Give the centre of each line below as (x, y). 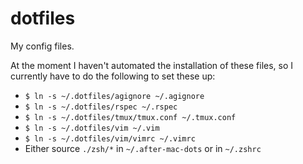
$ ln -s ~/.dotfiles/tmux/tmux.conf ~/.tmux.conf (130, 117)
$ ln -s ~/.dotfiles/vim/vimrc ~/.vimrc (110, 138)
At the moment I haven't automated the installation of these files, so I (152, 65)
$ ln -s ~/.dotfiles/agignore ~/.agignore (114, 96)
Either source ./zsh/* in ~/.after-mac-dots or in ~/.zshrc (143, 148)
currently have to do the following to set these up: (113, 76)
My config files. (42, 46)
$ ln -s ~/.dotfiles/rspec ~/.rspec (101, 107)
